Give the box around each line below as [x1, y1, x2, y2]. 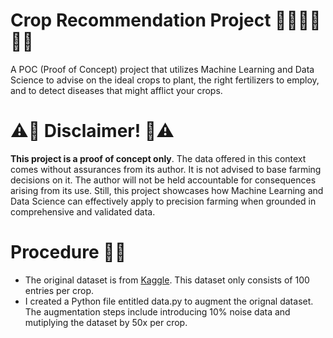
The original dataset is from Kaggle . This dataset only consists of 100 [24, 274, 310, 286]
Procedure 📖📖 [10, 241, 127, 264]
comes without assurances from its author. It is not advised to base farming [10, 163, 322, 175]
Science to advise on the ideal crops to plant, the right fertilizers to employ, [10, 74, 320, 86]
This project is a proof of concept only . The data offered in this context [10, 152, 307, 164]
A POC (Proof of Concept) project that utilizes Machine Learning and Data [10, 63, 315, 75]
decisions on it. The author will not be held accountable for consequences [10, 174, 317, 186]
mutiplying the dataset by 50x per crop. [24, 316, 188, 328]
